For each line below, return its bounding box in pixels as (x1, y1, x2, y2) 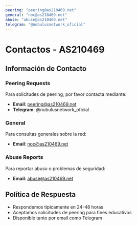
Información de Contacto (5, 64, 87, 73)
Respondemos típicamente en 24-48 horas (12, 203, 104, 210)
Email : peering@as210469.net (12, 101, 77, 108)
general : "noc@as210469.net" (5, 12, 67, 17)
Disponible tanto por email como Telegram (12, 215, 102, 221)
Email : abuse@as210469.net (12, 175, 73, 181)
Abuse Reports (5, 154, 43, 161)
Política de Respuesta (5, 190, 76, 199)
